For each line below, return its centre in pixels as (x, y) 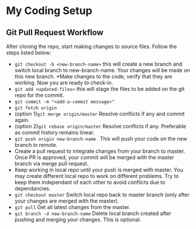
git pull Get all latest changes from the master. (72, 207)
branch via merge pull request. (51, 163)
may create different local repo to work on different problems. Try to (97, 176)
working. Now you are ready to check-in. (64, 83)
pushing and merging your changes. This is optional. (78, 220)
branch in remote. (36, 145)
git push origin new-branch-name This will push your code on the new (101, 139)
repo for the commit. (39, 95)
